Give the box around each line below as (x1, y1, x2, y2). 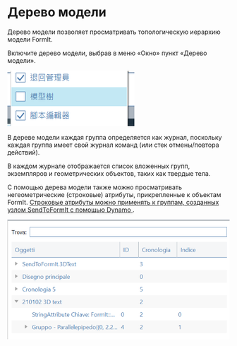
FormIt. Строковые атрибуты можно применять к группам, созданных (7, 198, 219, 206)
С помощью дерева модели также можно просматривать (7, 183, 182, 191)
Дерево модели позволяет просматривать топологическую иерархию (7, 28, 221, 36)
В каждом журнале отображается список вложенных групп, (7, 162, 190, 170)
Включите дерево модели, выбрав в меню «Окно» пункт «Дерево (7, 49, 207, 57)
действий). (7, 148, 40, 156)
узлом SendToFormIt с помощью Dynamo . (7, 205, 135, 214)
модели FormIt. (7, 35, 53, 43)
